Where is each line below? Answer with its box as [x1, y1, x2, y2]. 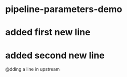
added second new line [5, 49, 105, 61]
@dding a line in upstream [5, 66, 60, 72]
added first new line [5, 27, 91, 38]
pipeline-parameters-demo [5, 4, 122, 15]
